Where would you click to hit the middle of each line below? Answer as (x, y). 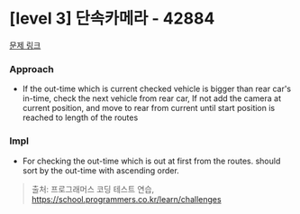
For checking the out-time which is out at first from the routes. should (151, 161)
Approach (32, 69)
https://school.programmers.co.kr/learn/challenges (127, 199)
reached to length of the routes (80, 117)
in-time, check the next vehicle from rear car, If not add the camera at (152, 98)
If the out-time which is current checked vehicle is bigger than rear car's (157, 89)
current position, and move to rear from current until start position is (149, 108)
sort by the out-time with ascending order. (101, 170)
